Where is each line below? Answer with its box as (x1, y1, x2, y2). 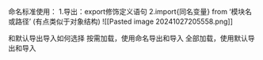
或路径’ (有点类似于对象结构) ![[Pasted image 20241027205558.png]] (8, 17, 234, 26)
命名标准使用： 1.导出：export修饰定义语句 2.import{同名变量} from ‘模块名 (8, 7, 252, 16)
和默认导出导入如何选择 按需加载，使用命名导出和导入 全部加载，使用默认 (8, 34, 248, 43)
